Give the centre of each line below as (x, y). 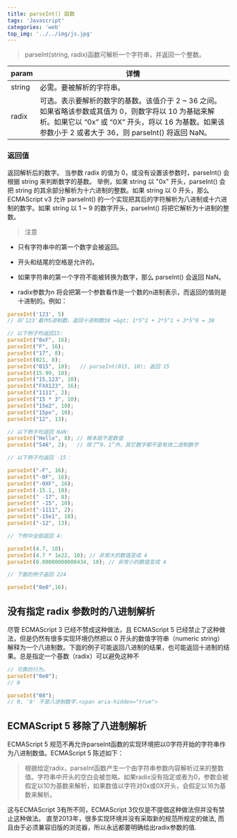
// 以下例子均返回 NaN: (38, 432)
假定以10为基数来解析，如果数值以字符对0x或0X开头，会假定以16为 (122, 786)
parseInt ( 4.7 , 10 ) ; (36, 549)
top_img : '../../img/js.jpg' (50, 34)
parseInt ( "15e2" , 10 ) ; (41, 406)
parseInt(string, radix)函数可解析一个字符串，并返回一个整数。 (115, 54)
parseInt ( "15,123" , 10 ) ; (44, 379)
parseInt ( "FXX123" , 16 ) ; (44, 386)
